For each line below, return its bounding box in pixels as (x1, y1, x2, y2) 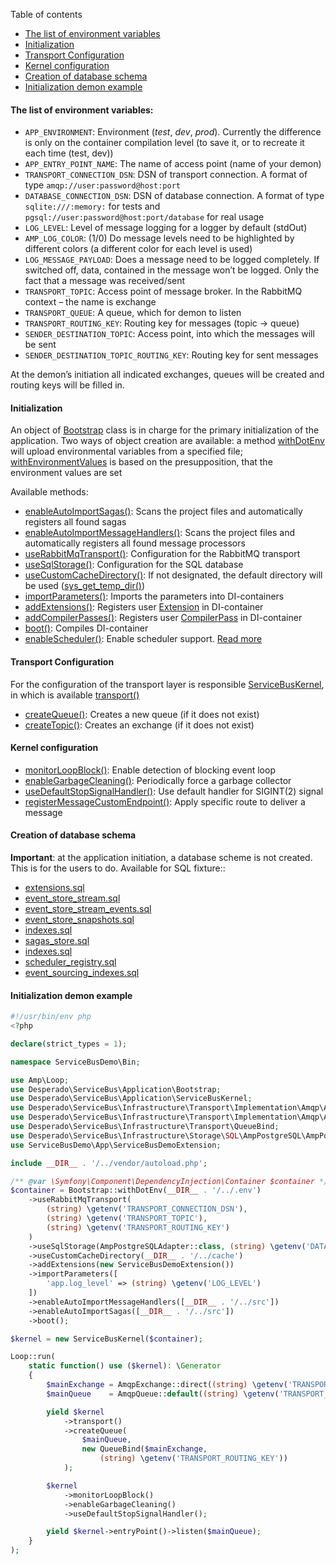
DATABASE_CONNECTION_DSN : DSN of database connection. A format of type (24, 190, 325, 202)
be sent (24, 339, 57, 351)
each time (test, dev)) (24, 147, 114, 159)
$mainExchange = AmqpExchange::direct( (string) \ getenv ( (46, 1380, 288, 1390)
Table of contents (10, 9, 83, 20)
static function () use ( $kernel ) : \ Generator (28, 1361, 222, 1371)
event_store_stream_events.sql (24, 903, 152, 915)
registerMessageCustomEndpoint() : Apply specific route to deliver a (24, 795, 306, 808)
